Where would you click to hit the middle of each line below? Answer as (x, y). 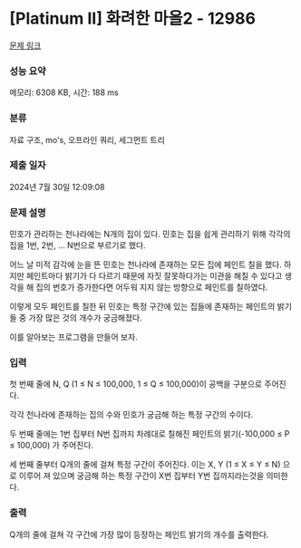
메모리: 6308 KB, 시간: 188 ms (64, 92)
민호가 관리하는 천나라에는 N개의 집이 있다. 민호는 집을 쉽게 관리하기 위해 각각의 (150, 234)
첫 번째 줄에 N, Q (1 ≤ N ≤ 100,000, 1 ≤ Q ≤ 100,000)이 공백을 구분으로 (136, 384)
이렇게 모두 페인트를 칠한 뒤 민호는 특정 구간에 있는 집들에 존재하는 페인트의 (142, 307)
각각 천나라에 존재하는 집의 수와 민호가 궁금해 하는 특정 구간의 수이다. (131, 415)
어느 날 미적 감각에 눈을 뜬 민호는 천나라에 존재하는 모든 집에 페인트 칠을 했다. (146, 264)
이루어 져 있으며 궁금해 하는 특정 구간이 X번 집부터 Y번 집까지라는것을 (141, 476)
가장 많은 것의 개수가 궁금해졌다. (85, 318)
